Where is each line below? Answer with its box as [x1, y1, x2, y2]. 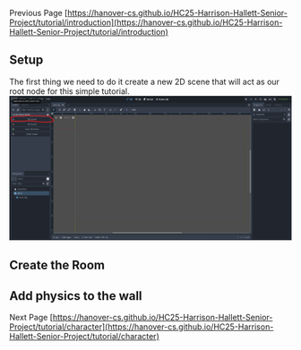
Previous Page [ [9, 8, 68, 18]
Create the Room [9, 258, 106, 273]
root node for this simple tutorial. [9, 85, 130, 97]
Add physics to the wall [9, 288, 142, 303]
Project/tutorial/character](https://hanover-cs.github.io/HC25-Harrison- [9, 321, 274, 332]
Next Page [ [9, 312, 54, 323]
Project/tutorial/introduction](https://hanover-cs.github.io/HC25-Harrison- [9, 17, 283, 28]
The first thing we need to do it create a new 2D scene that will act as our [9, 76, 280, 87]
